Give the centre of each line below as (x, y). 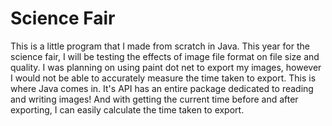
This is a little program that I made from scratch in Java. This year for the (160, 46)
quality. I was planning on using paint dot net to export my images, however (166, 67)
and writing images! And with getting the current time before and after (154, 99)
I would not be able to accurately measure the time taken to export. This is (163, 78)
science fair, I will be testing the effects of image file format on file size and (165, 56)
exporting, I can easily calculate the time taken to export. (127, 109)
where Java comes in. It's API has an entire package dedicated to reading (162, 88)
